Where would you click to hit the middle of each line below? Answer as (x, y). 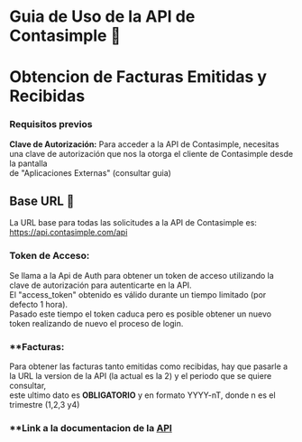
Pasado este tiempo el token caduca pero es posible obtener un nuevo (141, 314)
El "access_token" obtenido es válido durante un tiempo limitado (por (138, 294)
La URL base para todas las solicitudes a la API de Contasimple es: (133, 223)
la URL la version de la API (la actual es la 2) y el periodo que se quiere (141, 376)
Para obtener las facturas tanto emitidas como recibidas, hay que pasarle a (149, 366)
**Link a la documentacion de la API (91, 428)
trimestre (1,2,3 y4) (45, 405)
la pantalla (28, 163)
